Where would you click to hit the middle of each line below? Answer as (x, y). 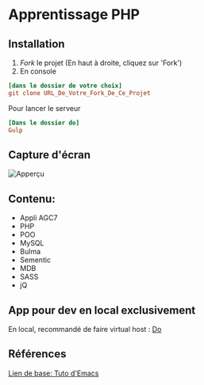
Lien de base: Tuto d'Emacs (54, 373)
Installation (37, 44)
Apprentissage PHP (74, 15)
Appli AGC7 (38, 218)
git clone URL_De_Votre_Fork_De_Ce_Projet (79, 93)
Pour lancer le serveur (44, 108)
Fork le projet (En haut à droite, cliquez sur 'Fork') (101, 63)
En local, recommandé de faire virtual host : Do (85, 329)
